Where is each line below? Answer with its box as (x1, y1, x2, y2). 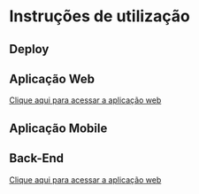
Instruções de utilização (9, 6, 190, 27)
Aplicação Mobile (9, 120, 108, 136)
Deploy (9, 42, 50, 57)
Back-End (9, 151, 65, 166)
